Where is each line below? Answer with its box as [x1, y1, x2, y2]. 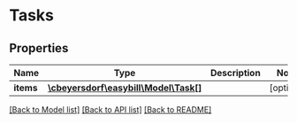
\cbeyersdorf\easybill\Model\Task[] [47, 81, 202, 94]
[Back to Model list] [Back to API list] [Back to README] [9, 104, 212, 115]
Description [210, 67, 261, 79]
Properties [9, 41, 69, 56]
